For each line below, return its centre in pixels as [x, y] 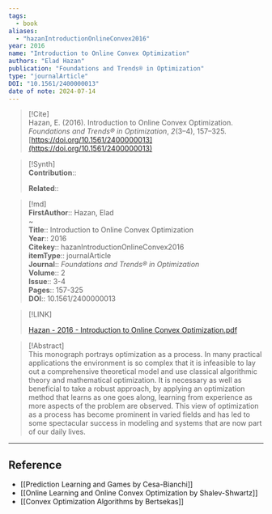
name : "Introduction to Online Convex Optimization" [99, 53]
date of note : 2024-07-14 [52, 91]
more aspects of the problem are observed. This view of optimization [143, 406]
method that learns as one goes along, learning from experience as [140, 397]
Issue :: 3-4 [47, 282]
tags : [17, 16]
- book [27, 23]
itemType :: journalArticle [70, 256]
